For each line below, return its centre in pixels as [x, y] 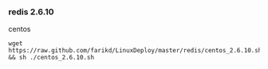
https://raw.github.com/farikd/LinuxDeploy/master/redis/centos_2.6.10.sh [135, 51]
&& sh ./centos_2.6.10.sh [51, 58]
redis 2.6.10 [31, 12]
